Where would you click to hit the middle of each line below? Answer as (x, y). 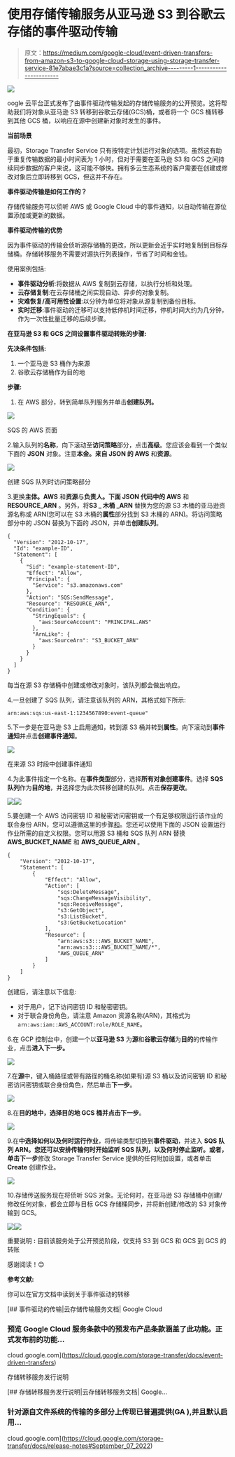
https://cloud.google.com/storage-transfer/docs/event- (144, 1355)
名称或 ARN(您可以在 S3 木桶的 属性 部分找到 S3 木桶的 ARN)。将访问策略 (117, 514)
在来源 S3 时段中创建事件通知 (50, 764)
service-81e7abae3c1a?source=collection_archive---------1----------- (126, 68)
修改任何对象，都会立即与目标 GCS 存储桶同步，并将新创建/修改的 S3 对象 (114, 1204)
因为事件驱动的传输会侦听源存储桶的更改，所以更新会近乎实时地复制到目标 (114, 245)
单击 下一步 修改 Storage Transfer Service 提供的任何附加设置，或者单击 (109, 1158)
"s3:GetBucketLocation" (92, 923)
